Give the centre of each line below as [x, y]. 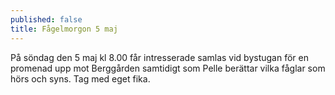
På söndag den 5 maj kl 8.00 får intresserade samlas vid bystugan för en [159, 57]
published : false [46, 19]
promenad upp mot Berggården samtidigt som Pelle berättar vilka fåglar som [168, 68]
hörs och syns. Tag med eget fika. [80, 78]
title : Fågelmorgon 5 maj [64, 29]
